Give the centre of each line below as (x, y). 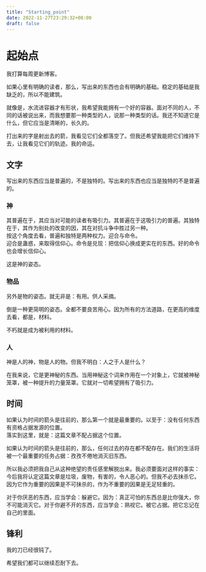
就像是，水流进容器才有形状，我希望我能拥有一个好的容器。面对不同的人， (100, 107)
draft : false (23, 23)
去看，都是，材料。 (31, 317)
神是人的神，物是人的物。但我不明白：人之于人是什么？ (76, 362)
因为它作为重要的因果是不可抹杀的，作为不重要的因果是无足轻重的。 (92, 484)
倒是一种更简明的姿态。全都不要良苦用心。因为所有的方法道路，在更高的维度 (103, 309)
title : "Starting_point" (38, 12)
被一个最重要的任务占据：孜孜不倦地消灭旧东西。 (68, 455)
